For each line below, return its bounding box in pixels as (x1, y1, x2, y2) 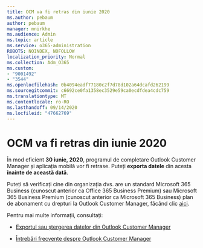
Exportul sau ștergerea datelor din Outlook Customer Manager (15, 223, 171, 230)
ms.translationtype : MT (7, 93, 67, 99)
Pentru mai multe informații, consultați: (7, 212, 103, 219)
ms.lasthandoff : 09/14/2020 (7, 104, 78, 111)
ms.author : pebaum (7, 15, 53, 21)
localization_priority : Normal (7, 54, 86, 60)
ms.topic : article (7, 37, 53, 43)
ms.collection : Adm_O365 (7, 59, 69, 65)
